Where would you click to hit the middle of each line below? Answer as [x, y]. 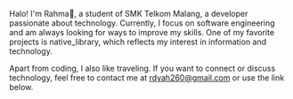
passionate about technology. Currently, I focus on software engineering [142, 23]
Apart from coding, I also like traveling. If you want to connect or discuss [142, 68]
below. [21, 87]
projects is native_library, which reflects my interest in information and [138, 42]
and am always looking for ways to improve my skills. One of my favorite [142, 32]
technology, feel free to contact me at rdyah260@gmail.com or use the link [147, 78]
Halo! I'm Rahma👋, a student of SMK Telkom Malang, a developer [129, 14]
